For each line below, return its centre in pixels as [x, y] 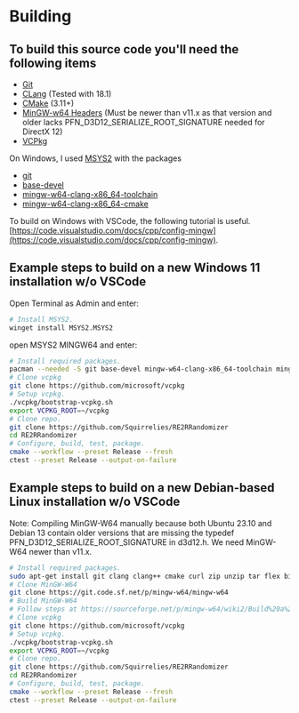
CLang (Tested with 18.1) [67, 94]
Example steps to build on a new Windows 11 [135, 268]
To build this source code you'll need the [124, 49]
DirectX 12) [42, 132]
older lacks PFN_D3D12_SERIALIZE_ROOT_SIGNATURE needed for [143, 122]
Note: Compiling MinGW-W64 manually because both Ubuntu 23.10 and [141, 523]
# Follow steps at [43, 609]
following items [53, 63]
